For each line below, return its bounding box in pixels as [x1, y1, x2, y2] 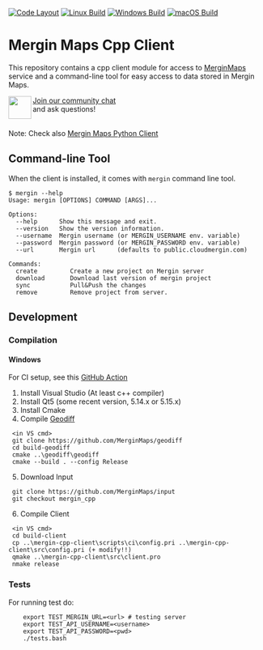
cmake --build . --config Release [11, 458, 129, 466]
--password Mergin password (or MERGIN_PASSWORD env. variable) [15, 239, 241, 247]
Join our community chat [32, 96, 117, 105]
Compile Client [19, 509, 70, 519]
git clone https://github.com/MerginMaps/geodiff [11, 437, 183, 445]
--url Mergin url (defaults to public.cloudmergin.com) [15, 245, 248, 254]
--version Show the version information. [15, 224, 164, 232]
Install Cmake [19, 406, 66, 415]
